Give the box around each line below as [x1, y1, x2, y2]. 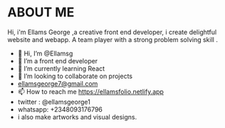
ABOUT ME [7, 4, 75, 21]
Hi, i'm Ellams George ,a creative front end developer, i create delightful [7, 28, 217, 36]
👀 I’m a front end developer [17, 56, 98, 65]
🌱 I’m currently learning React [17, 64, 105, 73]
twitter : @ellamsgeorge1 [17, 97, 90, 106]
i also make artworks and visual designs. [17, 112, 137, 121]
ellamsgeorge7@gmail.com [17, 79, 98, 87]
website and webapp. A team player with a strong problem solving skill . [7, 35, 219, 43]
